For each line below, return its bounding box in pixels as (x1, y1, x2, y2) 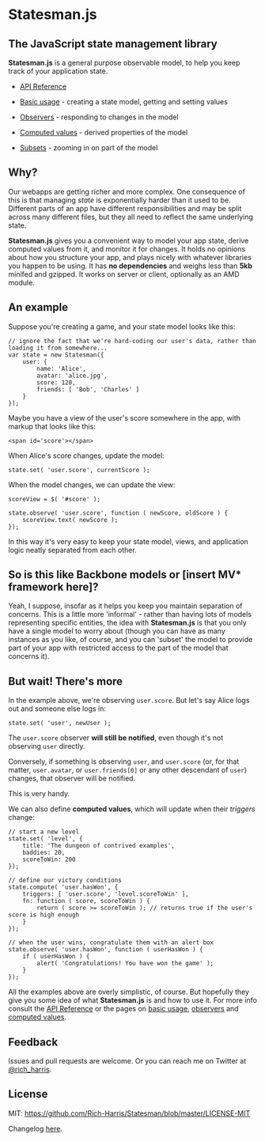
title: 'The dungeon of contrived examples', (22, 842, 176, 850)
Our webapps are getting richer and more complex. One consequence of (8, 187, 245, 196)
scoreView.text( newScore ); (22, 516, 119, 523)
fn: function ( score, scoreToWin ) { (22, 897, 150, 905)
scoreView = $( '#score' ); (8, 495, 101, 503)
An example (8, 300, 69, 314)
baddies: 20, (22, 848, 66, 857)
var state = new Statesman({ (8, 350, 104, 359)
